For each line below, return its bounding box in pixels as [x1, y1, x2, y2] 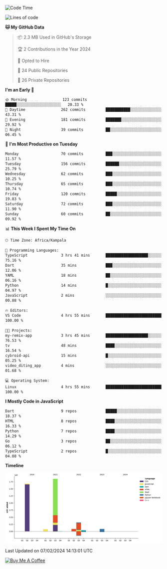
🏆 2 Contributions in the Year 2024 [17, 46, 91, 52]
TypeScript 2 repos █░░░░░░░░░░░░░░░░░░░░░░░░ [5, 449, 162, 454]
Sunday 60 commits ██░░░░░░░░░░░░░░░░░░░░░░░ [5, 212, 162, 217]
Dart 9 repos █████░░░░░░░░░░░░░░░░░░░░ [5, 409, 162, 414]
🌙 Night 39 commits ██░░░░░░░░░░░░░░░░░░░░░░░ [5, 127, 162, 132]
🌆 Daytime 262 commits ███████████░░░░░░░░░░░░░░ [5, 107, 162, 112]
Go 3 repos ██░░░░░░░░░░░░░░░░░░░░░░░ [5, 439, 162, 444]
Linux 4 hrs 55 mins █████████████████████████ [5, 385, 162, 390]
